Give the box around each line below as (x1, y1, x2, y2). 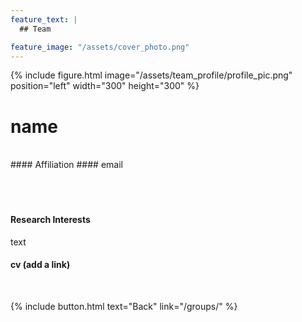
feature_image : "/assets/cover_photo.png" (10, 42, 190, 52)
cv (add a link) (10, 259, 71, 271)
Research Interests (10, 213, 91, 225)
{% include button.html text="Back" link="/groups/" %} (10, 300, 238, 312)
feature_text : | (10, 14, 78, 25)
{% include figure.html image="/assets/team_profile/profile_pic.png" (10, 69, 293, 81)
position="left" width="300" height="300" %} (10, 80, 200, 92)
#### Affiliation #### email (10, 159, 123, 171)
